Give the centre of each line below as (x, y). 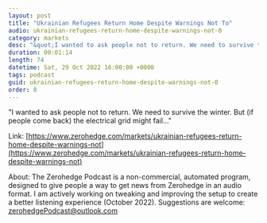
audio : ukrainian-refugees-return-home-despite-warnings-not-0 (115, 30)
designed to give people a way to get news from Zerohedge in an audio (125, 186)
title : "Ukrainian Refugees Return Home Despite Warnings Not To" (120, 23)
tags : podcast (32, 75)
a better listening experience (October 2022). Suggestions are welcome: (127, 202)
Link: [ (19, 136)
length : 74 (26, 61)
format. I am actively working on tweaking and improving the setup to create (133, 194)
